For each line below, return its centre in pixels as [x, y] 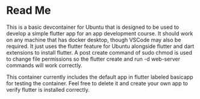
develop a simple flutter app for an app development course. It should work [100, 33]
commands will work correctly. [44, 65]
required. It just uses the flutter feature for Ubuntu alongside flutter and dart [100, 46]
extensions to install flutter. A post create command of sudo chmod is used [99, 52]
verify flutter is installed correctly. [48, 89]
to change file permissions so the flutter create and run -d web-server [93, 59]
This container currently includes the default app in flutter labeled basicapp [100, 77]
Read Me [29, 10]
